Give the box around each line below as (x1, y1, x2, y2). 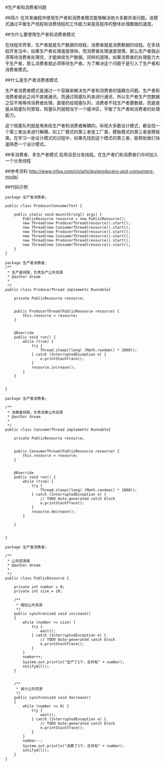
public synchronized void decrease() (14, 695, 91, 700)
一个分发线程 (5, 158, 31, 164)
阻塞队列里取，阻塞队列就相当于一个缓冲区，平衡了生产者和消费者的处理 (13, 106, 160, 112)
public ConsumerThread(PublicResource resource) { (14, 449, 120, 454)
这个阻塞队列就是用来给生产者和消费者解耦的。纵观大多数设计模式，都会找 (5, 123, 156, 128)
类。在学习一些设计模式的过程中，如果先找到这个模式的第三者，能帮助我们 (5, 135, 156, 141)
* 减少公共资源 (16, 687, 43, 692)
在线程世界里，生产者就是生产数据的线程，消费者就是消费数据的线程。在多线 (5, 42, 160, 48)
